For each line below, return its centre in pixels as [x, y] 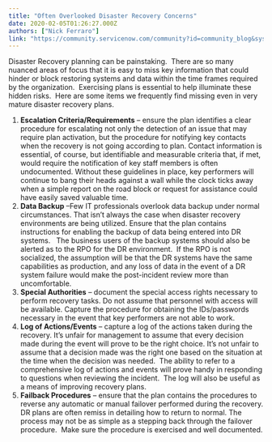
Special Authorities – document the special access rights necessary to [139, 292]
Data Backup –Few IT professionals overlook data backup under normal [140, 206]
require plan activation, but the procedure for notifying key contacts [133, 138]
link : [17, 38]
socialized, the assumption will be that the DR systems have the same [136, 258]
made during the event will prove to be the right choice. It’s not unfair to [139, 344]
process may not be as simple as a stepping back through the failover [136, 421]
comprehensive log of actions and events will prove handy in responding [141, 370]
